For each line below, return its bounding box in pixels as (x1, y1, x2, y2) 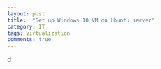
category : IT (7, 23, 45, 30)
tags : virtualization (7, 29, 71, 37)
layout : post (7, 10, 45, 17)
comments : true (7, 36, 52, 43)
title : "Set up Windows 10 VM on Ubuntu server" (7, 17, 155, 24)
